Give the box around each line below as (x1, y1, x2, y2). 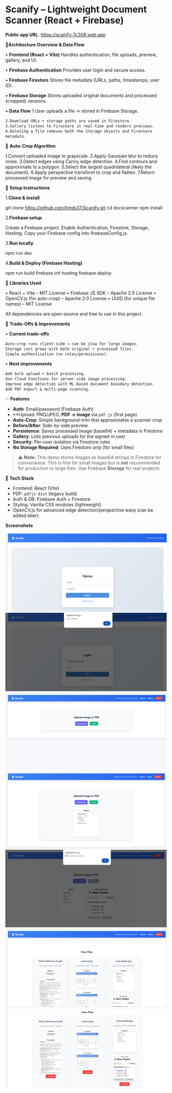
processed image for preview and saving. (5, 174, 93, 181)
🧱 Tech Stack (5, 475, 34, 481)
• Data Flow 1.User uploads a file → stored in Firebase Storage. (5, 108, 139, 114)
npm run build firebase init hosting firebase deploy (5, 270, 112, 276)
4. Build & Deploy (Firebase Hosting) (5, 260, 83, 266)
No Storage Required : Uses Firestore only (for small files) (12, 444, 135, 450)
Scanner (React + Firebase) (5, 14, 124, 26)
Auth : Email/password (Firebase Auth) (12, 406, 94, 412)
